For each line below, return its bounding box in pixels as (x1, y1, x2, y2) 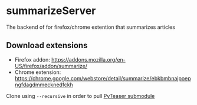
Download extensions (6, 40, 88, 50)
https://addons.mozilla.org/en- (51, 56, 126, 63)
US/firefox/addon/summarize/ (14, 62, 87, 69)
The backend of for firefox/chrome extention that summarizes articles (6, 23, 176, 31)
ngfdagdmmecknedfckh (14, 81, 74, 88)
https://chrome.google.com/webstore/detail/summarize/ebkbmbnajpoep (14, 74, 191, 82)
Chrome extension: (14, 69, 61, 76)
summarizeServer (6, 4, 96, 18)
